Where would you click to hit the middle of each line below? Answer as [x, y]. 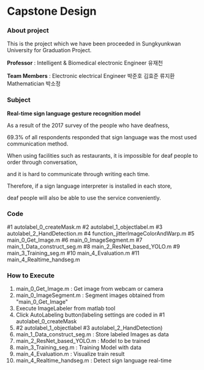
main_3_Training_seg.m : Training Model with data [78, 347]
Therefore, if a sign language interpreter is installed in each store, [89, 186]
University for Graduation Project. [49, 50]
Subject [19, 100]
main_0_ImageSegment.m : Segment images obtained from [90, 295]
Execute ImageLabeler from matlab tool [66, 309]
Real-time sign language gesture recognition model [74, 113]
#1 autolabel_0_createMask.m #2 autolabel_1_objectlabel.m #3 [85, 227]
